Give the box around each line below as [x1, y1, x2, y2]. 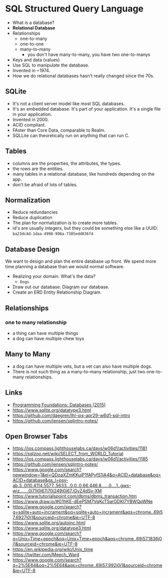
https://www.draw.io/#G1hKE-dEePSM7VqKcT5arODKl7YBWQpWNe [12, 498, 153, 504]
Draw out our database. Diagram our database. [12, 284, 109, 290]
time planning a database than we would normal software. [5, 264, 125, 270]
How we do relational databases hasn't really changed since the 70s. [12, 73, 154, 79]
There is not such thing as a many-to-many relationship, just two [12, 368, 146, 374]
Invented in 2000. [12, 116, 49, 123]
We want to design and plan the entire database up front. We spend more [5, 258, 156, 264]
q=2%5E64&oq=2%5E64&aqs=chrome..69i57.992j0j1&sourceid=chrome [12, 562, 162, 568]
